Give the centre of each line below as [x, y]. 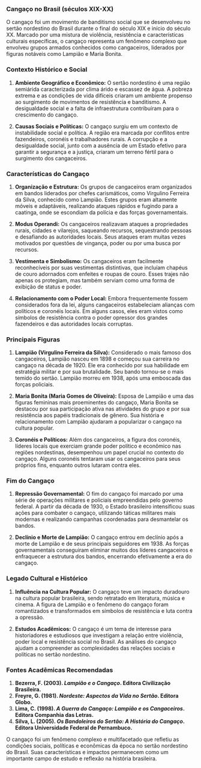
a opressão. [29, 617]
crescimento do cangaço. [46, 114]
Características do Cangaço [48, 174]
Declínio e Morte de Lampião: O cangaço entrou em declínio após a [99, 537]
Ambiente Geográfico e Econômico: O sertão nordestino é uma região [102, 82]
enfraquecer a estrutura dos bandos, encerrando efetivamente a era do [103, 556]
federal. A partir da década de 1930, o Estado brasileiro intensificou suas [105, 507]
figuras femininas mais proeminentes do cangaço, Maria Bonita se [97, 403]
